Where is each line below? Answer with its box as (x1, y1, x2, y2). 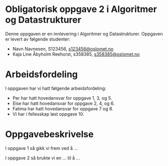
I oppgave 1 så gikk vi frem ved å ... (5, 145, 78, 151)
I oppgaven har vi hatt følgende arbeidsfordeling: (5, 85, 106, 91)
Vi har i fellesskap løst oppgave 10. (12, 111, 84, 117)
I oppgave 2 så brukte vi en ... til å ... (5, 154, 80, 161)
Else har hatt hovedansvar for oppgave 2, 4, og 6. (12, 100, 115, 106)
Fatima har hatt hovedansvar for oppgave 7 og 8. (12, 105, 114, 111)
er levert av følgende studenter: (5, 36, 71, 42)
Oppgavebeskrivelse (5, 129, 94, 140)
